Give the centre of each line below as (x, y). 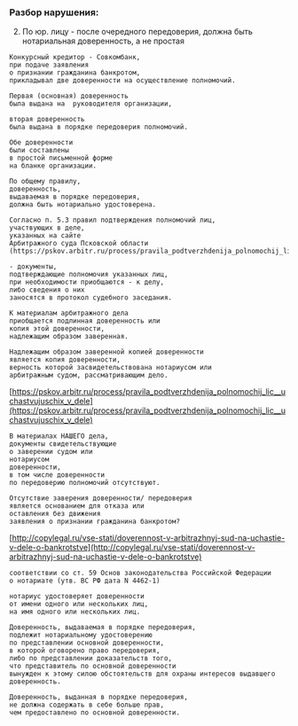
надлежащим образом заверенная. (69, 337)
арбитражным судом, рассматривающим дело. (89, 375)
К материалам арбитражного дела (69, 313)
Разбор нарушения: (54, 12)
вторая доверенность (47, 120)
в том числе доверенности (57, 475)
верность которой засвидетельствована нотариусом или (111, 368)
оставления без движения (55, 514)
